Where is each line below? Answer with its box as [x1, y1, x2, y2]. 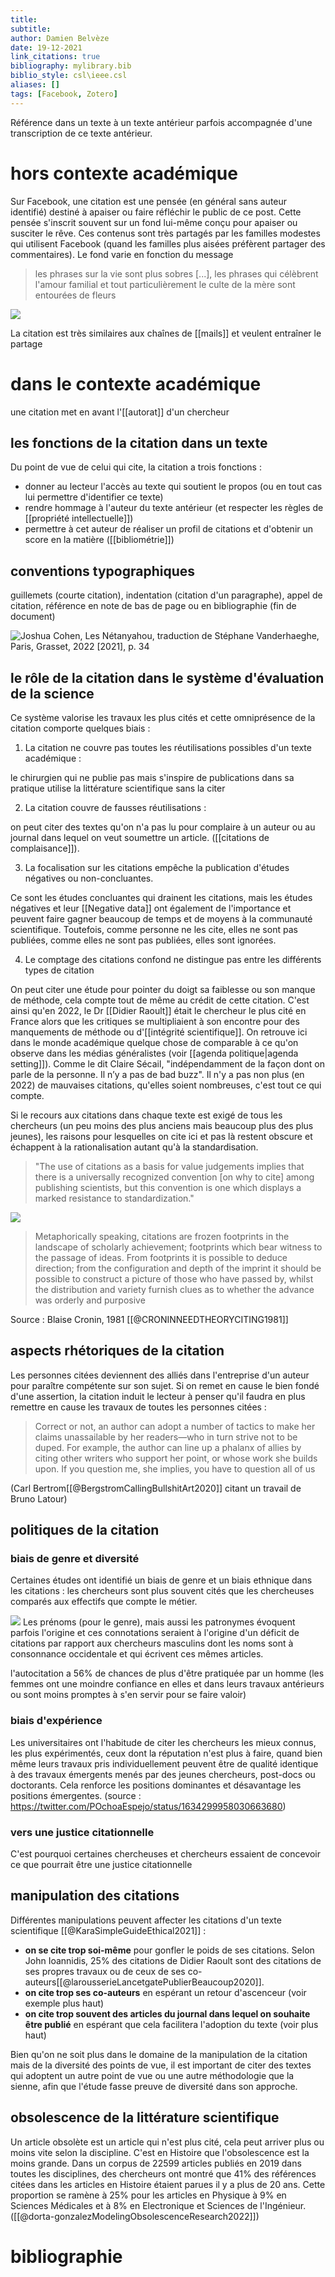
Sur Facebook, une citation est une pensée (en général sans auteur [10, 195, 288, 207]
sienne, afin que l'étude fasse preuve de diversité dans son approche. [10, 2080, 298, 2092]
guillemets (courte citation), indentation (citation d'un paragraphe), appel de [10, 589, 323, 601]
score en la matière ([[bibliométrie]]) [24, 534, 175, 546]
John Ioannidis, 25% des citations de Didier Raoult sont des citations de [24, 1954, 322, 1966]
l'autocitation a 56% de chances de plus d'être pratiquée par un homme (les [10, 1667, 325, 1680]
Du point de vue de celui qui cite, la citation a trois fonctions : [10, 461, 262, 473]
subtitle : [10, 24, 52, 34]
